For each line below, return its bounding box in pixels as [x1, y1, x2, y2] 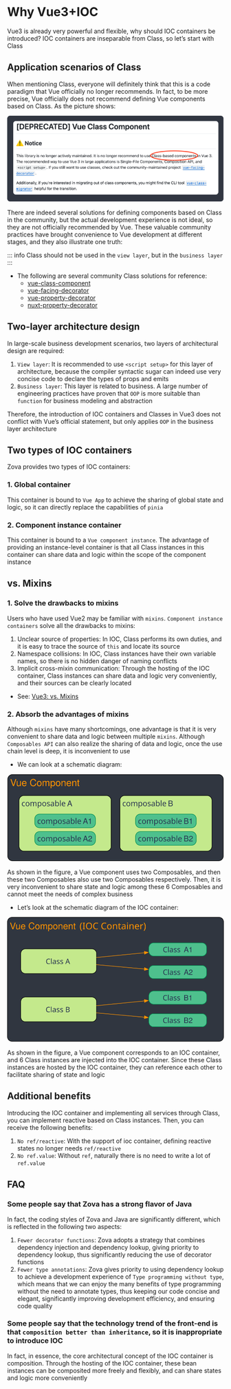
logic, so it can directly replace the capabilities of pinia [7, 503, 164, 511]
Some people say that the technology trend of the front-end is [7, 1319, 219, 1328]
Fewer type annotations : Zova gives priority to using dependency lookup [16, 1265, 224, 1273]
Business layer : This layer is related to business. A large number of [16, 382, 208, 390]
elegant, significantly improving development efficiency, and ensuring [16, 1294, 215, 1303]
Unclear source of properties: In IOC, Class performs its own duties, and [16, 635, 222, 643]
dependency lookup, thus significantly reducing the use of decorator [16, 1250, 212, 1259]
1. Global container [7, 480, 71, 489]
